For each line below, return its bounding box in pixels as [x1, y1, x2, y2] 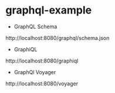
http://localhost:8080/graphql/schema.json [5, 34, 110, 41]
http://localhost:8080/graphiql [5, 57, 79, 64]
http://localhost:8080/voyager [5, 80, 79, 87]
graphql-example [5, 4, 92, 17]
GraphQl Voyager [13, 68, 56, 75]
